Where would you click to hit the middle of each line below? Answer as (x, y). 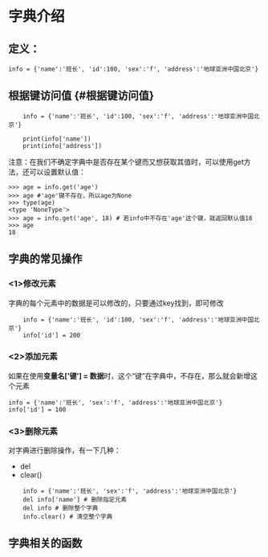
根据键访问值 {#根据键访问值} (81, 96)
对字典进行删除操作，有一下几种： (65, 450)
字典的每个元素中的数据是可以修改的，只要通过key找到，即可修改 (116, 303)
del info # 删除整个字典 (61, 508)
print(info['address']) (63, 145)
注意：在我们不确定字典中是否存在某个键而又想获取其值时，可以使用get (126, 162)
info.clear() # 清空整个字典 (68, 517)
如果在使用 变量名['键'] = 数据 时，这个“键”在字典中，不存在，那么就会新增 (130, 375)
